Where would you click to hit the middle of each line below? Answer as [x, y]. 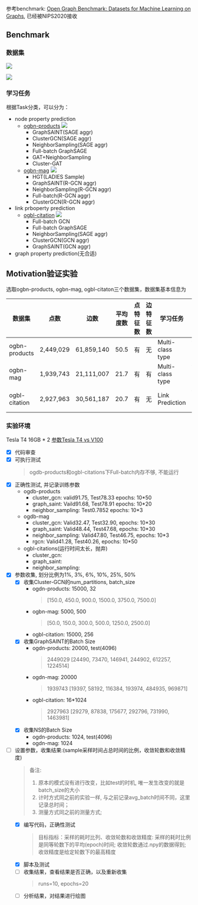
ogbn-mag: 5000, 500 [59, 612]
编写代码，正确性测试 [49, 824]
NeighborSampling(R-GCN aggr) [72, 189]
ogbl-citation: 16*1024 [60, 700]
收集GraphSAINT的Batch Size [59, 641]
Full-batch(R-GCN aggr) [62, 195]
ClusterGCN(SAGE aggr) [62, 138]
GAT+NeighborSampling [62, 157]
